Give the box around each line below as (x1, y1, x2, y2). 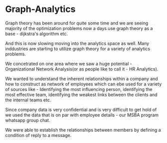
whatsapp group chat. (5, 117, 50, 123)
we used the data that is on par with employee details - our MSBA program (5, 111, 159, 118)
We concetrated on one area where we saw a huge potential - (5, 60, 132, 66)
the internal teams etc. (5, 96, 51, 103)
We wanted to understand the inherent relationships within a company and (5, 75, 158, 81)
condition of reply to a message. (5, 132, 72, 138)
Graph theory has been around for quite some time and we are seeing (5, 20, 149, 26)
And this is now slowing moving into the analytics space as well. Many (5, 40, 150, 46)
